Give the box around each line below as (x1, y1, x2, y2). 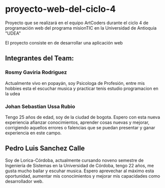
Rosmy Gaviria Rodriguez (5, 69, 67, 76)
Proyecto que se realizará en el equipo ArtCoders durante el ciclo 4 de (5, 20, 149, 26)
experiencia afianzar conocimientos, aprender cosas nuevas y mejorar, (5, 119, 150, 125)
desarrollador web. (5, 178, 43, 184)
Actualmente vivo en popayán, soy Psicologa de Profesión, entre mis (5, 80, 145, 86)
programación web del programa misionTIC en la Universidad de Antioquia (5, 25, 157, 31)
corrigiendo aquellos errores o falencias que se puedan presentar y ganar (5, 124, 156, 130)
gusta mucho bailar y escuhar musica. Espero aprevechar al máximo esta (5, 168, 154, 174)
